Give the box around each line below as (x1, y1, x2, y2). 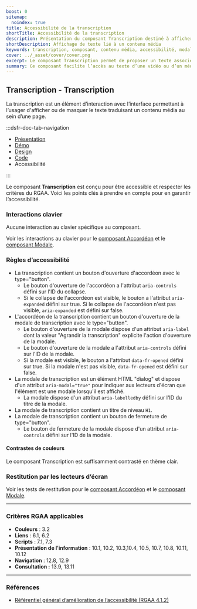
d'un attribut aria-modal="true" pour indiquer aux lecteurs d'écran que (14, 381, 186, 388)
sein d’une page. (6, 113, 46, 120)
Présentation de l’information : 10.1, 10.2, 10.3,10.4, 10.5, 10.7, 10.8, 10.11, (14, 544, 188, 552)
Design (14, 148, 32, 155)
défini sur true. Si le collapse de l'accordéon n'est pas (46, 300, 176, 307)
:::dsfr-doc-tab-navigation (6, 124, 69, 131)
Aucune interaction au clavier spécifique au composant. (6, 224, 141, 231)
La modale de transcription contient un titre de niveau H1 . (14, 406, 152, 414)
